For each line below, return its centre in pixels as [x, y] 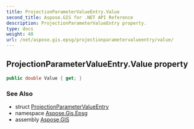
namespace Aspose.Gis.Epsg [51, 113]
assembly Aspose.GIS [42, 119]
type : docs [20, 29]
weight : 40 [20, 34]
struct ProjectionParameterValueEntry [62, 107]
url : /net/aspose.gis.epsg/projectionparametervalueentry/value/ [90, 40]
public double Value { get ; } [44, 78]
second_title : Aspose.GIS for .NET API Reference [70, 17]
